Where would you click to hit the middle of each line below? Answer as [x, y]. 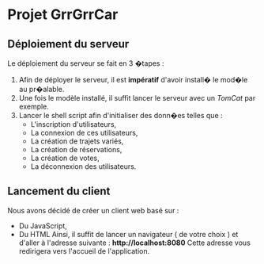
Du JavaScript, [43, 226]
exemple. [34, 106]
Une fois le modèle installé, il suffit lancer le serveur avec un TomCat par [137, 98]
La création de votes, [65, 158]
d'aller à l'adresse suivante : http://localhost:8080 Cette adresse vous [134, 243]
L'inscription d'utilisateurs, [74, 124]
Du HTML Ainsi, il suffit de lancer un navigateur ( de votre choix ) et [128, 234]
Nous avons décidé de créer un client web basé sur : [93, 210]
